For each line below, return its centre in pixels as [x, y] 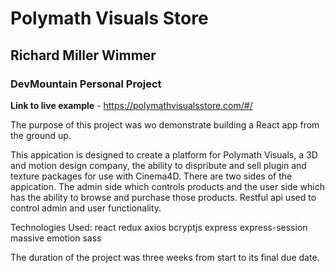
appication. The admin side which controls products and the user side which [168, 186]
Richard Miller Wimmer [83, 55]
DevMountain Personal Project [86, 84]
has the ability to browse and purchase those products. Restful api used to [163, 197]
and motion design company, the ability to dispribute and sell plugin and [158, 165]
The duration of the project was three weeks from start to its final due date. [165, 257]
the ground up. [41, 135]
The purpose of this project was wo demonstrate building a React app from [165, 124]
